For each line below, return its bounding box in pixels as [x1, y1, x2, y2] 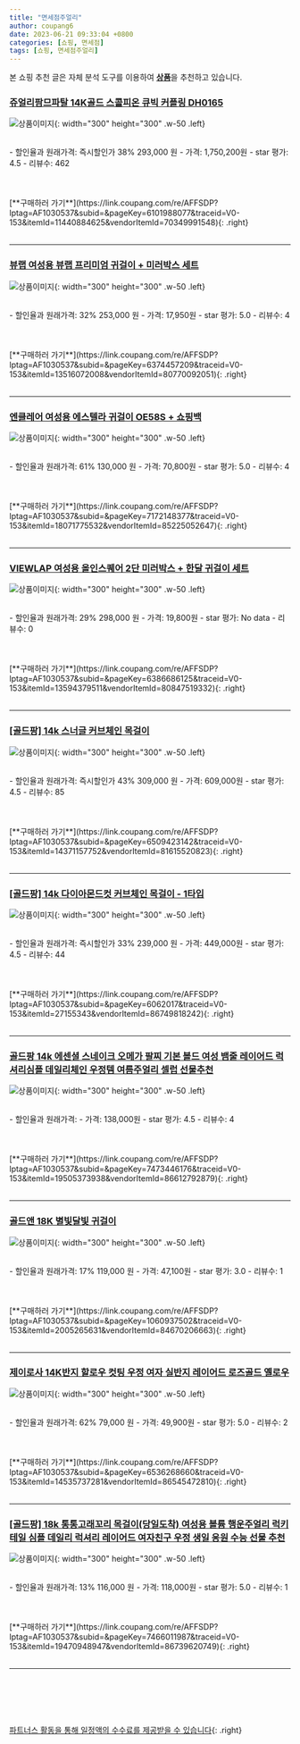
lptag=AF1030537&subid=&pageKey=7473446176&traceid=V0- [9, 1163, 242, 1175]
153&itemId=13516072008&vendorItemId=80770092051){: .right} [9, 368, 247, 380]
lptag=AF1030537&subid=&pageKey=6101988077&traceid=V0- [9, 207, 240, 219]
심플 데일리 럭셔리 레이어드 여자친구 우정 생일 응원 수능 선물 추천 [28, 1531, 286, 1544]
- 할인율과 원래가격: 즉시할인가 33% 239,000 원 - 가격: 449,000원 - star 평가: [9, 937, 284, 948]
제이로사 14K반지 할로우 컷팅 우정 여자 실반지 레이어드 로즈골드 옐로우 [9, 1366, 290, 1379]
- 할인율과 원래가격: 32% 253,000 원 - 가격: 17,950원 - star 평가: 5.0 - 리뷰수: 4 [9, 309, 290, 320]
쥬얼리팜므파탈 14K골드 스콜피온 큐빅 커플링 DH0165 [9, 96, 224, 109]
